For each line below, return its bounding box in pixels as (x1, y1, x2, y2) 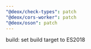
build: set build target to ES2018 (5, 36, 86, 44)
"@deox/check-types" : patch (5, 8, 77, 15)
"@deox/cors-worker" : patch (5, 14, 77, 20)
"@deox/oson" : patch (5, 20, 58, 26)
